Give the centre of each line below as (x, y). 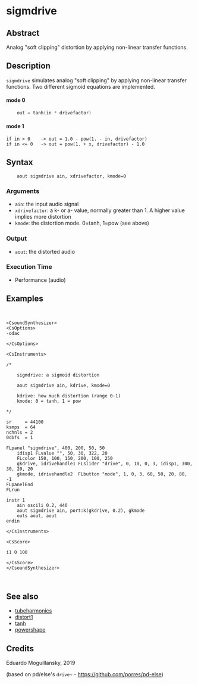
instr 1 (16, 500)
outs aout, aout (37, 516)
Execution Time (29, 267)
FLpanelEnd (20, 484)
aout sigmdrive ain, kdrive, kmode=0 (64, 385)
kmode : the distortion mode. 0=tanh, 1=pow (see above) (82, 223)
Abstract (23, 33)
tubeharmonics (33, 611)
